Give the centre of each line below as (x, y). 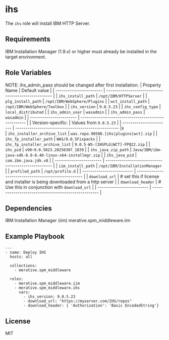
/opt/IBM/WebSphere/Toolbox (35, 107)
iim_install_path (77, 166)
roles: (17, 279)
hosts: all (21, 257)
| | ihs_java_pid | (119, 155)
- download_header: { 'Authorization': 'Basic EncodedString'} (91, 306)
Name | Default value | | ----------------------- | (55, 90)
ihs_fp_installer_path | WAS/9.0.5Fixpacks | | (53, 139)
